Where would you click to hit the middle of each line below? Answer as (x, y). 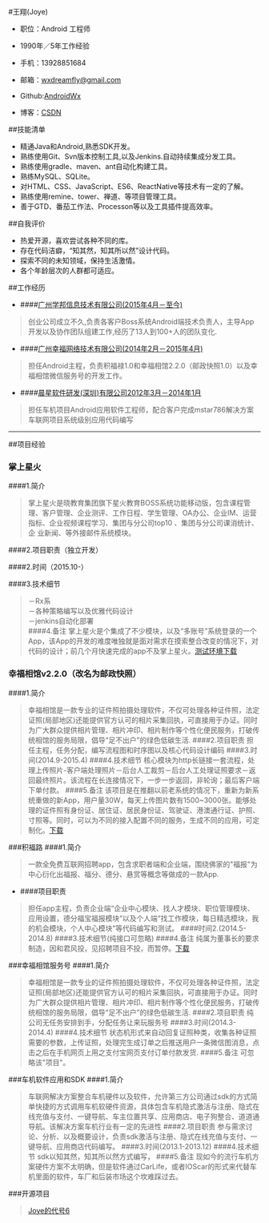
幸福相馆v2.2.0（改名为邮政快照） (75, 674)
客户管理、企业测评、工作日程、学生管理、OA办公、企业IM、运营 (150, 513)
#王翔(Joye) (28, 12)
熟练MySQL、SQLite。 (57, 176)
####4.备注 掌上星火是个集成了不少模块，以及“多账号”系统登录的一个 (143, 631)
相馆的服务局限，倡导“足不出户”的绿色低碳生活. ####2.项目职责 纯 (145, 1012)
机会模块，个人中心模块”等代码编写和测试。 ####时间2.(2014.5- (141, 928)
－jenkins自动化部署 (61, 621)
